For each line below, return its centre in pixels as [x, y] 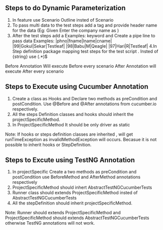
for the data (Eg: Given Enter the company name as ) [65, 30]
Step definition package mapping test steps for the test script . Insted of [85, 51]
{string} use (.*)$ [30, 57]
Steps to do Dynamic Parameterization [65, 8]
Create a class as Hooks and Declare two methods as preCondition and [85, 98]
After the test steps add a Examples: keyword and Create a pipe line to [84, 35]
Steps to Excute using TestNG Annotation [70, 160]
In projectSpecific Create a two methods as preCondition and [74, 172]
